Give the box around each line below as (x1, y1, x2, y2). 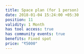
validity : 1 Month (5, 22, 45, 27)
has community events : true (5, 31, 66, 37)
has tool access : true (5, 27, 54, 32)
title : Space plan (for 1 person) (5, 7, 79, 13)
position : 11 (5, 17, 33, 22)
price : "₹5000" (5, 41, 38, 46)
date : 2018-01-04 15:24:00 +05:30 (5, 12, 79, 17)
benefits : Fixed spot (5, 37, 52, 42)
